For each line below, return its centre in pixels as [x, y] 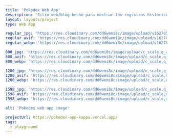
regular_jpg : [19, 34]
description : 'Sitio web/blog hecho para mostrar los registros [75, 15]
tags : [11, 122]
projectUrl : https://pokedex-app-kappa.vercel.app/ [61, 117]
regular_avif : [20, 38]
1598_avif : [17, 94]
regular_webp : [20, 43]
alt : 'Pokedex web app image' [38, 108]
